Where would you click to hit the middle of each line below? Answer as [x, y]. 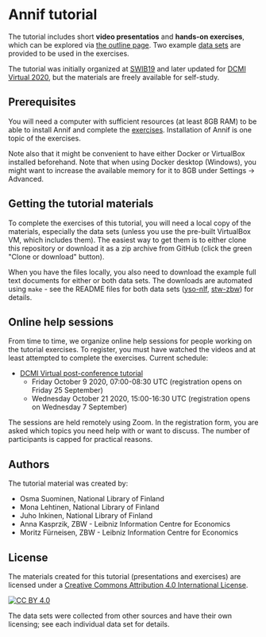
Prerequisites [42, 102]
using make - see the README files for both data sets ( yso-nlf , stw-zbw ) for [131, 289]
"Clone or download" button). [56, 256]
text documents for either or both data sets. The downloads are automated [130, 280]
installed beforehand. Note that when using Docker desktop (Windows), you [132, 162]
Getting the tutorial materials [81, 204]
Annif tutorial [53, 15]
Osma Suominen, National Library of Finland [92, 499]
